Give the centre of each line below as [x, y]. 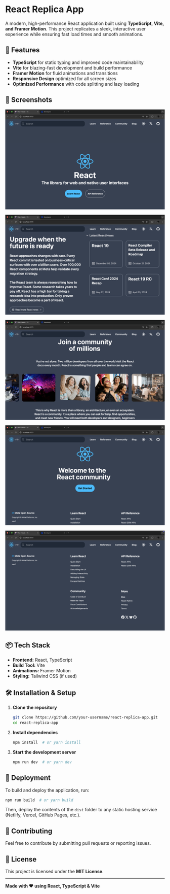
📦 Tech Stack [28, 645]
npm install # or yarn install [47, 742]
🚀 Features [23, 50]
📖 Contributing [29, 831]
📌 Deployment [28, 778]
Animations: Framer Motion [41, 671]
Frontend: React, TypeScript [42, 660]
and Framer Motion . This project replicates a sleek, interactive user [75, 28]
